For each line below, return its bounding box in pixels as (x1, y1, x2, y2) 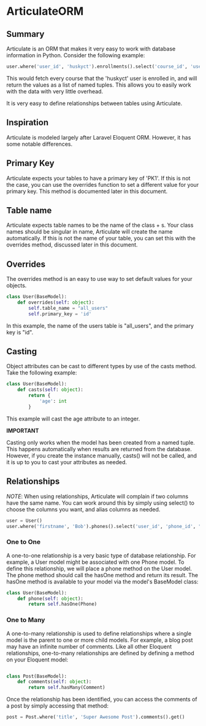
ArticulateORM (6, 4, 84, 18)
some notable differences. (6, 140, 72, 148)
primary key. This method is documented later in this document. (6, 187, 168, 195)
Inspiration (6, 117, 49, 128)
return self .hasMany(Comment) (28, 684, 105, 691)
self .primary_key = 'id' (28, 310, 92, 317)
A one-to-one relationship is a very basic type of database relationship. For (6, 551, 196, 559)
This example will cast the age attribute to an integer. (6, 415, 140, 422)
